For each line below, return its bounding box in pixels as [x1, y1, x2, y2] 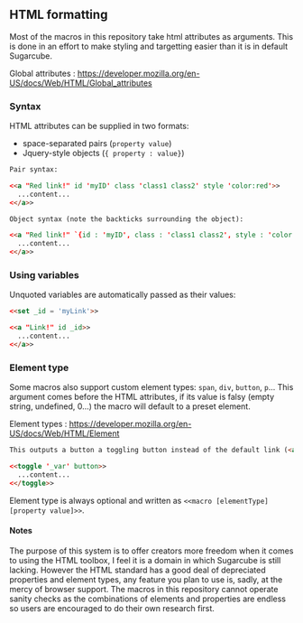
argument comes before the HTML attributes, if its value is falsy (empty [9, 392, 275, 403]
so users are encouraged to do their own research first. [9, 602, 215, 613]
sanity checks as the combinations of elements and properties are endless [9, 593, 287, 604]
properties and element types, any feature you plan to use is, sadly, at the [9, 573, 283, 585]
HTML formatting [9, 7, 108, 23]
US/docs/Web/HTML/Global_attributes [9, 77, 152, 88]
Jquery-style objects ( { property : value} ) [22, 148, 185, 159]
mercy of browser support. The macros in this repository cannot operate [9, 583, 279, 594]
